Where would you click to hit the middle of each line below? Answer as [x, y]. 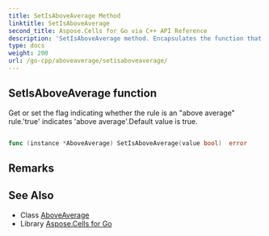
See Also [31, 195]
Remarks [32, 168]
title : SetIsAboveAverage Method [65, 16]
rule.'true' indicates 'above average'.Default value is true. [103, 121]
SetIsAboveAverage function [83, 93]
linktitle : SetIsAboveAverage [59, 23]
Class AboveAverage [55, 215]
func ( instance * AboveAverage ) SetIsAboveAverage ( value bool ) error [128, 143]
